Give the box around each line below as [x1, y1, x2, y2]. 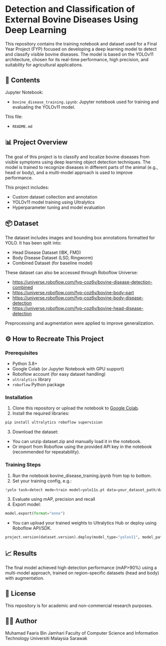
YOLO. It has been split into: [5, 240, 62, 246]
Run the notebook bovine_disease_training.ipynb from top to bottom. [12, 473, 152, 479]
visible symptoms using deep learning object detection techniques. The [5, 159, 151, 165]
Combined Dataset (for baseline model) [12, 260, 93, 266]
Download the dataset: [12, 429, 59, 435]
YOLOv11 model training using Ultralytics [12, 199, 95, 205]
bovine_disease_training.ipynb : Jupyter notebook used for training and [12, 99, 159, 105]
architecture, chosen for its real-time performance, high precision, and [5, 56, 149, 62]
